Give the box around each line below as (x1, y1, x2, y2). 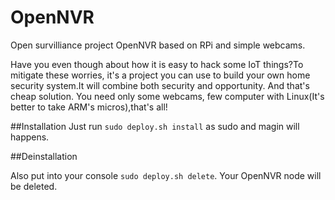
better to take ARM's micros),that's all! (10, 101, 168, 113)
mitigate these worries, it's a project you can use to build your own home (10, 69, 311, 81)
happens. (10, 131, 50, 143)
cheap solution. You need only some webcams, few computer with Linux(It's (10, 90, 325, 102)
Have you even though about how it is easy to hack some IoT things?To (10, 58, 304, 70)
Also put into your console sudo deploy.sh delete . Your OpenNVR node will (10, 169, 322, 181)
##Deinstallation (10, 150, 78, 162)
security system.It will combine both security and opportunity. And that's (10, 79, 310, 91)
